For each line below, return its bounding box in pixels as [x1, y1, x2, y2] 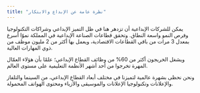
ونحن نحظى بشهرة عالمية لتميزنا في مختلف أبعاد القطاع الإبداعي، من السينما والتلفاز [7, 73, 195, 80]
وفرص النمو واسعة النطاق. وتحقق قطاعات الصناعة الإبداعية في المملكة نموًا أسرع [7, 31, 189, 39]
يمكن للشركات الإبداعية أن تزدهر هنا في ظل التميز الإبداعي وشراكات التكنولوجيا [7, 25, 184, 32]
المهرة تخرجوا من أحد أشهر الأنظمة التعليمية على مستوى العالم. [7, 62, 149, 69]
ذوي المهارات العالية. [7, 44, 53, 51]
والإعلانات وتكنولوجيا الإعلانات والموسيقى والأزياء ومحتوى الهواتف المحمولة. [7, 80, 174, 87]
